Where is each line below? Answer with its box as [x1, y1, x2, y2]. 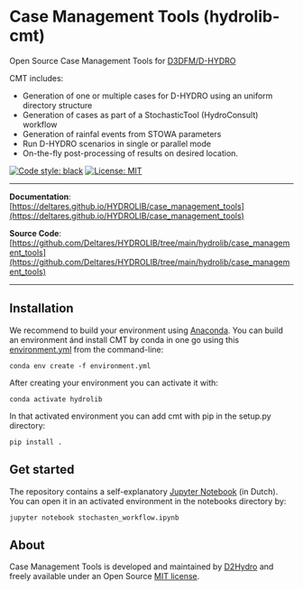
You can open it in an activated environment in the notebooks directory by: [9, 495, 287, 506]
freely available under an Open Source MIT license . [9, 571, 200, 582]
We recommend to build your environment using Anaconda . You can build [9, 325, 284, 336]
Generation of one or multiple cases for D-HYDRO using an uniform [22, 90, 273, 101]
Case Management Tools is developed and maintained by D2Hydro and [9, 561, 274, 572]
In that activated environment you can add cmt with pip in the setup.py [9, 410, 272, 421]
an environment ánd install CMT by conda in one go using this [9, 334, 240, 345]
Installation [9, 300, 74, 317]
